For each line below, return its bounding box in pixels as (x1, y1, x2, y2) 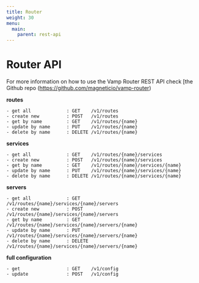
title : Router (6, 9, 43, 15)
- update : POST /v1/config (6, 271, 119, 278)
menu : (6, 20, 20, 26)
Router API (6, 58, 62, 72)
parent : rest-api (17, 32, 62, 38)
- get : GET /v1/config (6, 266, 119, 272)
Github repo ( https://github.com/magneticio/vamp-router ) (6, 85, 151, 92)
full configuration (6, 254, 52, 262)
